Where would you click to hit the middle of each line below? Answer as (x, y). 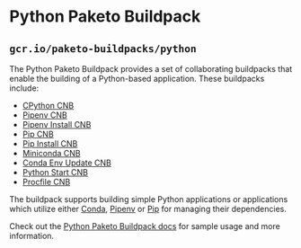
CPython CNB (48, 106)
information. (32, 236)
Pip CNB (38, 134)
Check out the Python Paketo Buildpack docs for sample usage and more (145, 226)
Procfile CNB (46, 182)
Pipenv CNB (44, 115)
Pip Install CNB (50, 144)
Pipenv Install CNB (57, 124)
